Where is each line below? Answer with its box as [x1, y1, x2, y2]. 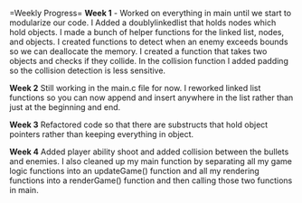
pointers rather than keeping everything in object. [9, 129, 194, 139]
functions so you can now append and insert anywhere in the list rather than [9, 92, 294, 103]
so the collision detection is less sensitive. [9, 65, 165, 76]
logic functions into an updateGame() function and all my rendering [9, 166, 260, 176]
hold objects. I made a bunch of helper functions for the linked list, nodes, [9, 27, 285, 37]
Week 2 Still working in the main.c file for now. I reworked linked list [9, 83, 261, 93]
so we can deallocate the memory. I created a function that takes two [9, 46, 268, 57]
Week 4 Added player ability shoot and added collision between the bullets [9, 146, 289, 157]
